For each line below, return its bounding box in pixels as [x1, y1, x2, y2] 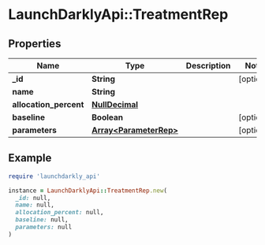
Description [185, 61, 231, 71]
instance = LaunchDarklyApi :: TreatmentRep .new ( [8, 187, 168, 195]
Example [8, 151, 52, 165]
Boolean [91, 112, 124, 123]
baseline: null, [15, 216, 69, 224]
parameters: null [15, 223, 73, 232]
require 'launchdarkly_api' [8, 172, 101, 180]
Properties [8, 37, 62, 50]
